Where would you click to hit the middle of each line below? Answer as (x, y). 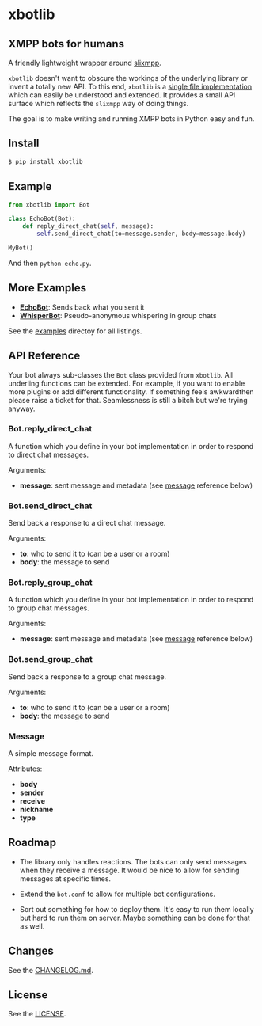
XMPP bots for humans (66, 44)
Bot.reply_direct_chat (50, 429)
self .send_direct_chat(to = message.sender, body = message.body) (141, 234)
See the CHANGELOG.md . (51, 970)
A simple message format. (51, 753)
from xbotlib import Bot (49, 205)
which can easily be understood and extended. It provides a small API (122, 95)
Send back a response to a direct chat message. (87, 523)
